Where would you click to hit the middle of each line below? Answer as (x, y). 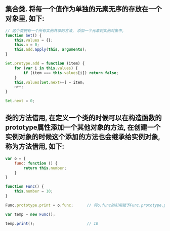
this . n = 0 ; (27, 45)
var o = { (16, 158)
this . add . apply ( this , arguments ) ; (51, 50)
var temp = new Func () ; (30, 214)
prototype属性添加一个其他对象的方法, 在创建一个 (83, 128)
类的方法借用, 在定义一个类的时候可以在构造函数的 (83, 118)
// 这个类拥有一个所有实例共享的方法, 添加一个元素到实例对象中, (65, 30)
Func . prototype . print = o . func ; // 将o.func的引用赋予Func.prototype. (84, 205)
